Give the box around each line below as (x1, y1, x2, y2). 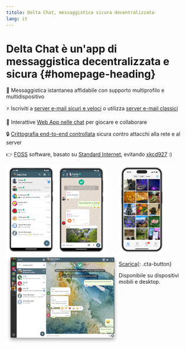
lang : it (6, 15, 28, 22)
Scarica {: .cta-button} (119, 261, 172, 268)
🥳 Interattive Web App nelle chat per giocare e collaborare (6, 119, 148, 126)
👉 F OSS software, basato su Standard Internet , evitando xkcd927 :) (6, 151, 172, 158)
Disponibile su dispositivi (119, 272, 179, 279)
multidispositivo (6, 93, 45, 100)
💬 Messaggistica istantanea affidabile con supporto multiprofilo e (6, 87, 165, 94)
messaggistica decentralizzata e (6, 55, 169, 68)
